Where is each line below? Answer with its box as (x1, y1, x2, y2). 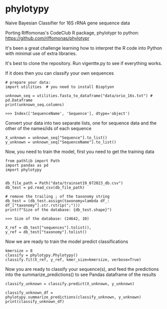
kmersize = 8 (5, 248, 33, 253)
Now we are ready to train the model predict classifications (5, 238, 129, 244)
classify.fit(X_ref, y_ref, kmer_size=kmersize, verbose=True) (5, 257, 142, 262)
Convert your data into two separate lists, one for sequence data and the (5, 120, 157, 126)
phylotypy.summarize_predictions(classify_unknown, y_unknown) (5, 294, 142, 300)
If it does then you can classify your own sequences (5, 70, 114, 76)
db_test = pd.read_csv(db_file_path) (5, 185, 85, 190)
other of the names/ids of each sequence (5, 125, 92, 131)
